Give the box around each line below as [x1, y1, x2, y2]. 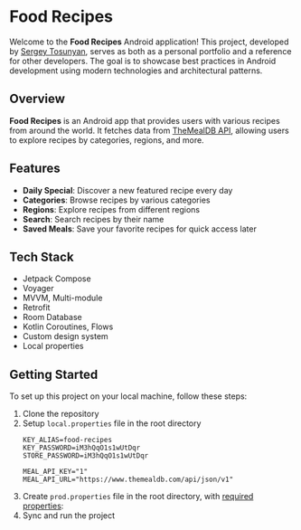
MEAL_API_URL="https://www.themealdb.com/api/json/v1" [22, 475, 234, 485]
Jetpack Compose [22, 273, 92, 284]
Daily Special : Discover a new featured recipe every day [22, 185, 233, 195]
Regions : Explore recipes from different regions [22, 203, 201, 214]
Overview [9, 91, 66, 107]
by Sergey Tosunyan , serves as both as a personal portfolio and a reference [9, 45, 292, 56]
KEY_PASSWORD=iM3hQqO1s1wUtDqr [22, 443, 141, 453]
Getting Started [9, 366, 99, 382]
